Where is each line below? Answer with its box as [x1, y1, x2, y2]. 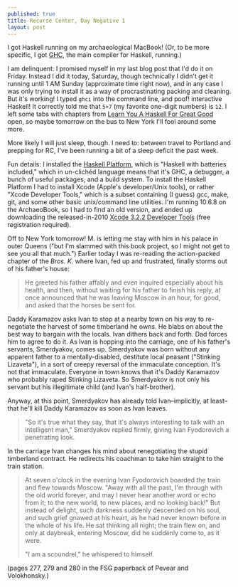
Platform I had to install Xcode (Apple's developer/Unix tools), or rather [7, 183, 215, 191]
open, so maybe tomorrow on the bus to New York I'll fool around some [7, 117, 217, 126]
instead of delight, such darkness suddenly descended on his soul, [24, 506, 222, 514]
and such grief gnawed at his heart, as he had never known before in [24, 514, 227, 522]
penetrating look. [24, 433, 75, 442]
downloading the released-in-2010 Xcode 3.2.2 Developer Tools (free [7, 213, 211, 221]
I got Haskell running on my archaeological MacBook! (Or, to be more [7, 43, 210, 52]
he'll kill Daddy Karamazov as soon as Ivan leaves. [20, 404, 168, 413]
